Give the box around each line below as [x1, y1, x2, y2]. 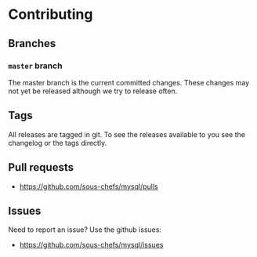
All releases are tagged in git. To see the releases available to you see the [8, 129, 245, 139]
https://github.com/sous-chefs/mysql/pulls [19, 182, 158, 191]
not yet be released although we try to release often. [8, 86, 178, 96]
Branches [8, 37, 56, 50]
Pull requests [8, 161, 74, 174]
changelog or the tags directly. [8, 138, 107, 147]
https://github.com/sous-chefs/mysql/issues [19, 241, 164, 250]
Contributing [8, 5, 93, 24]
